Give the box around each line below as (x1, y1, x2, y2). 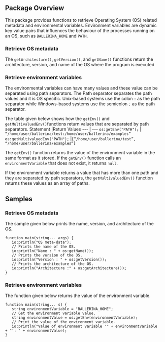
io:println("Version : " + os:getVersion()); (11, 257, 107, 262)
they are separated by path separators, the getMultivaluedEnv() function (5, 175, 153, 181)
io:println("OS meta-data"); (11, 240, 71, 245)
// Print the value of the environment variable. (11, 320, 116, 325)
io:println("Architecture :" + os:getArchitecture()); (11, 266, 127, 271)
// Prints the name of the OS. (11, 244, 76, 249)
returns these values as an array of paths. (5, 180, 90, 186)
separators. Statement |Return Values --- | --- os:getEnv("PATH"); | (5, 126, 142, 132)
